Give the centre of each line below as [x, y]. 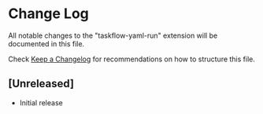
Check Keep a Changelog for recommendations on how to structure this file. [132, 59]
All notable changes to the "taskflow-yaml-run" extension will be [113, 35]
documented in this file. [46, 43]
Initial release [41, 102]
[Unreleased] [41, 84]
